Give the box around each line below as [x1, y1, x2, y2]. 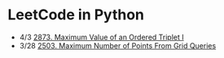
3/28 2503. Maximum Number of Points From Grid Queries [19, 40, 217, 50]
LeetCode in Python [7, 6, 144, 24]
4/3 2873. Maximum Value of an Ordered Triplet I [19, 32, 184, 42]
